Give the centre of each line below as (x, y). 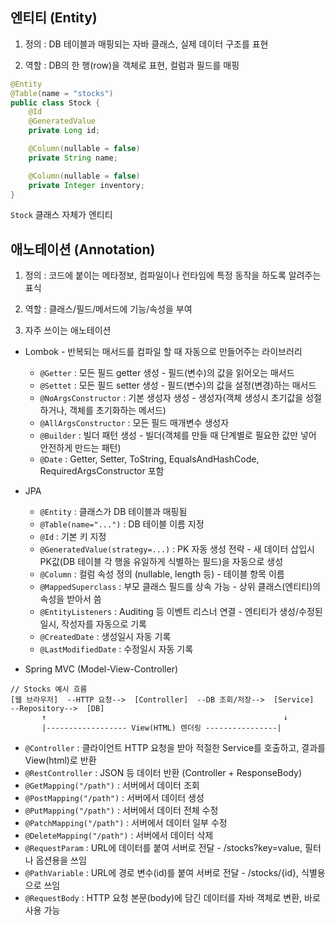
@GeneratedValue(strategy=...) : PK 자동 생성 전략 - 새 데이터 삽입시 (177, 549)
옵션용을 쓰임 (61, 860)
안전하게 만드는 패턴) (80, 448)
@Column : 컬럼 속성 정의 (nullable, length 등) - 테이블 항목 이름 (162, 574)
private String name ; (73, 158)
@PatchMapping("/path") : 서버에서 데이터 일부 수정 (126, 823)
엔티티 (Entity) (54, 18)
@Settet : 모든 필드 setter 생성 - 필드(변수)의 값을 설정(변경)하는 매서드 (178, 385)
